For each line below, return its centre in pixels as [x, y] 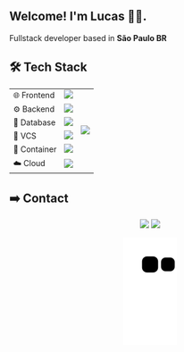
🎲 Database [34, 122]
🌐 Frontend [34, 95]
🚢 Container [35, 149]
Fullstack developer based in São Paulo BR [88, 38]
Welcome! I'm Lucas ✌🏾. [78, 17]
